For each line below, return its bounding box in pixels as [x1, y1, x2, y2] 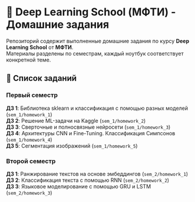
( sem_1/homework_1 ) [6, 110, 52, 118]
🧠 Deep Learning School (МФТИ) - [6, 5, 176, 19]
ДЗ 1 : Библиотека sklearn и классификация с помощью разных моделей [6, 105, 189, 112]
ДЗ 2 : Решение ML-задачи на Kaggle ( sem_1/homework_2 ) [6, 117, 146, 124]
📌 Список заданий [6, 73, 77, 83]
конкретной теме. [6, 56, 51, 63]
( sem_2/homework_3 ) [6, 189, 52, 196]
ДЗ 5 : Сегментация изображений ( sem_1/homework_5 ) [6, 142, 138, 149]
